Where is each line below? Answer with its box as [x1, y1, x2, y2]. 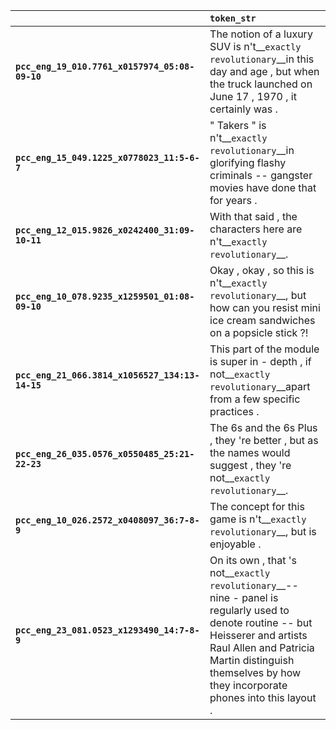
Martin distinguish [209, 654, 295, 667]
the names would [209, 446, 291, 459]
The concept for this [209, 500, 305, 513]
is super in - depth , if [209, 355, 312, 368]
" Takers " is [209, 119, 267, 132]
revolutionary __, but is [209, 525, 317, 538]
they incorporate [209, 679, 288, 692]
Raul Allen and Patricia [209, 641, 315, 654]
